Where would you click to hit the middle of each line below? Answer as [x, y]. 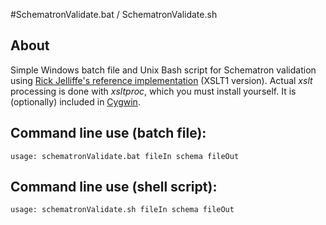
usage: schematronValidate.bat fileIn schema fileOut [125, 156]
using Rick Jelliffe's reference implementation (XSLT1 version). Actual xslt [161, 80]
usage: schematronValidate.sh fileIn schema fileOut [122, 210]
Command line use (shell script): [114, 187]
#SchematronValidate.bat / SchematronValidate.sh [114, 14]
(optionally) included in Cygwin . [75, 101]
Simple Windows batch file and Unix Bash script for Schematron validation [163, 70]
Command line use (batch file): [108, 133]
